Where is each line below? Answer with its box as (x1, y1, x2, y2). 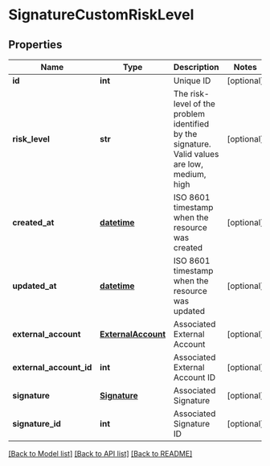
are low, (173, 159, 203, 170)
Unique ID (173, 75, 211, 86)
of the (192, 98, 215, 109)
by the (173, 129, 198, 139)
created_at (12, 217, 55, 228)
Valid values (173, 149, 219, 159)
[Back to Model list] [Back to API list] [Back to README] (8, 449, 193, 458)
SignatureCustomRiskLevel (8, 6, 194, 24)
